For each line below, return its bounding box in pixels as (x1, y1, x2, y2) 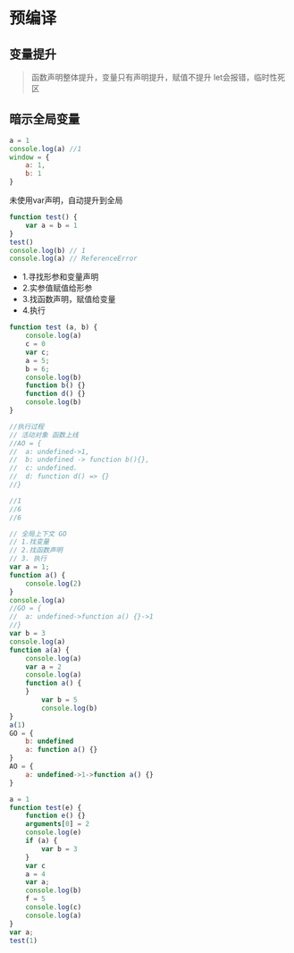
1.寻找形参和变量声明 (21, 272, 99, 283)
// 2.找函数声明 (9, 546, 63, 555)
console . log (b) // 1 (9, 246, 87, 255)
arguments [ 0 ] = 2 (25, 820, 90, 829)
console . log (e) (25, 828, 82, 837)
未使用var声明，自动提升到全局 (9, 195, 123, 206)
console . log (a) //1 (9, 144, 82, 153)
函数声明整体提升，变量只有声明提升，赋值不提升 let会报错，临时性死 (30, 72, 286, 82)
